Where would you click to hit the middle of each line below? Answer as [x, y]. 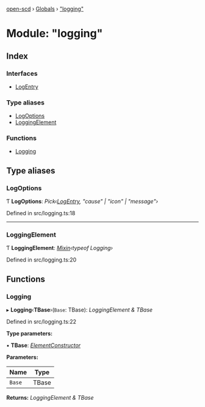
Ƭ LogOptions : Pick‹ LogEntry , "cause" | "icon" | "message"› [82, 202]
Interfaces [22, 73]
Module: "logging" [55, 34]
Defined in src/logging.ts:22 [41, 322]
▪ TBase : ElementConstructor [44, 345]
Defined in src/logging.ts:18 [41, 213]
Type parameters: [30, 334]
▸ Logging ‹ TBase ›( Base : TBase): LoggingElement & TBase [80, 310]
